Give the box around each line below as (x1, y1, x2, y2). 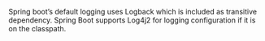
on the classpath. (8, 24, 67, 33)
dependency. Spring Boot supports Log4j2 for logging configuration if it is (8, 15, 256, 25)
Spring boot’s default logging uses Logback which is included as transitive (8, 7, 258, 16)
